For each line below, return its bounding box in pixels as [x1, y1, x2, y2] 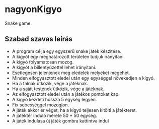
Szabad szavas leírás [5, 35, 72, 43]
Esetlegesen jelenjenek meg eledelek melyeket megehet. [12, 70, 130, 76]
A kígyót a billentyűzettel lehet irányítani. [12, 64, 97, 70]
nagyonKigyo [5, 4, 62, 15]
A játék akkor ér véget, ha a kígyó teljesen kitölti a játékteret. [12, 107, 137, 113]
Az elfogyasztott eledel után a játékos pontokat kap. [12, 91, 120, 97]
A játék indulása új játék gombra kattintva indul [12, 117, 109, 124]
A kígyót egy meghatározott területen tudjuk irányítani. [12, 53, 125, 59]
